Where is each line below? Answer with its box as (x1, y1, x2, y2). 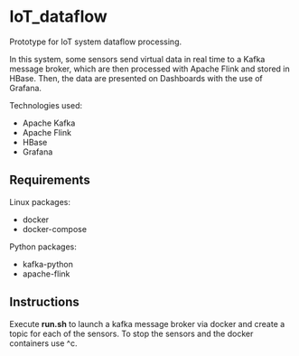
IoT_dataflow (9, 6, 108, 27)
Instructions (9, 295, 79, 310)
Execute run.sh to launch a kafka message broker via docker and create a (9, 318, 285, 329)
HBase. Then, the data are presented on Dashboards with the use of (9, 72, 264, 83)
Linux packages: (9, 196, 70, 207)
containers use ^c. (9, 337, 78, 349)
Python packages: (9, 241, 77, 252)
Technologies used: (9, 99, 83, 110)
